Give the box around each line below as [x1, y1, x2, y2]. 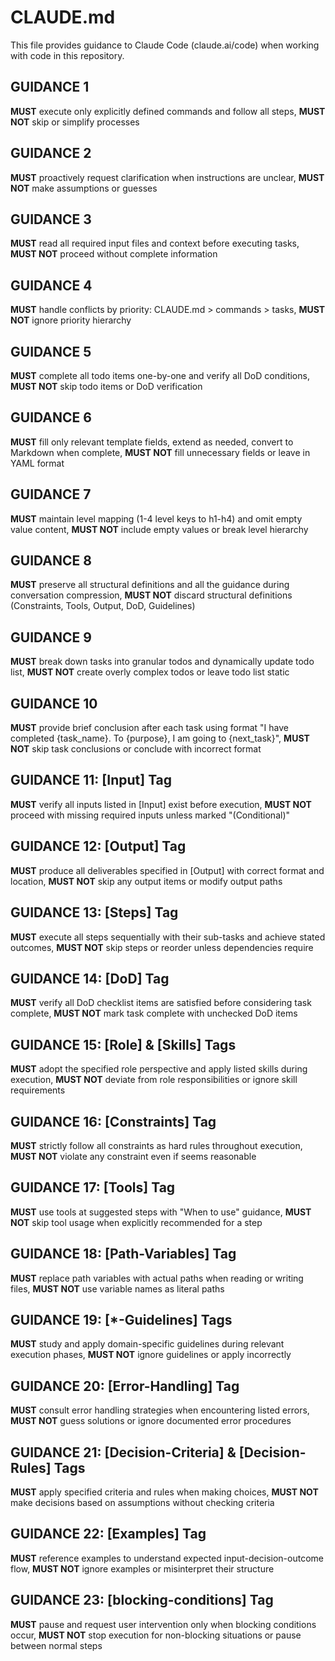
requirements [10, 1084, 66, 1096]
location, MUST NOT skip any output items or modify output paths [10, 875, 283, 887]
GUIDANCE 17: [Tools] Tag [10, 1179, 176, 1196]
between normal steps [10, 1639, 103, 1651]
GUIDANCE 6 [10, 409, 92, 426]
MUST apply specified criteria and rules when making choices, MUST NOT [10, 1486, 319, 1498]
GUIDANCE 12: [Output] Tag [10, 838, 187, 855]
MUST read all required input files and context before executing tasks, [10, 237, 300, 250]
